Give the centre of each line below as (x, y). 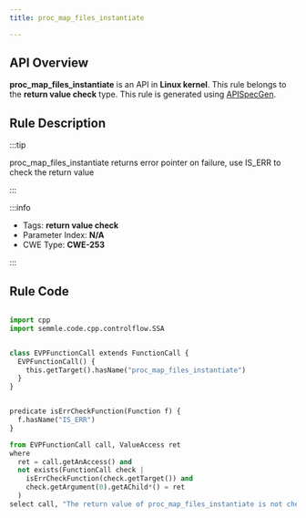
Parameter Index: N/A (63, 235)
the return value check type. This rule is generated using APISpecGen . (143, 94)
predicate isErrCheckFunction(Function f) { (95, 411)
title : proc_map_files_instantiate (77, 18)
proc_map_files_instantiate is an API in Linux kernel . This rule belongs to (148, 85)
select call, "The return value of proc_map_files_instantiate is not (146, 504)
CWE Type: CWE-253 (64, 245)
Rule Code (40, 291)
